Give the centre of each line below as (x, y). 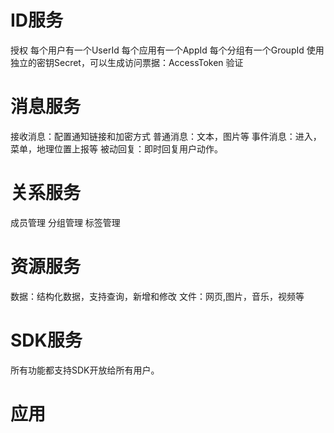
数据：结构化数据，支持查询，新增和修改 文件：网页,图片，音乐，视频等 (157, 296)
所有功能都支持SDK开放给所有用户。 (85, 370)
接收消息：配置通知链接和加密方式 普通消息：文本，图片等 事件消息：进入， (166, 136)
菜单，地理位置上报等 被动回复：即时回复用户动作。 (116, 148)
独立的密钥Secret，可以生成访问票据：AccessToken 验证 (127, 62)
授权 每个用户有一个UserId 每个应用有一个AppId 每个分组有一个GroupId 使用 (167, 50)
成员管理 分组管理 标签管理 (65, 222)
